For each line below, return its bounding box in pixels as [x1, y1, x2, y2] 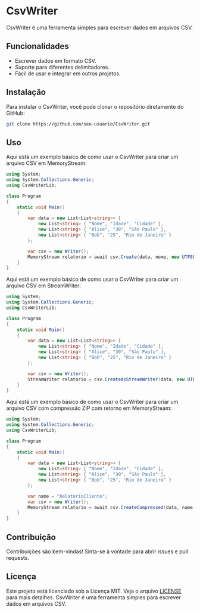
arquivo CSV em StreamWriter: [6, 282, 82, 289]
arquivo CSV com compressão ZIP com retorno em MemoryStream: [6, 404, 172, 412]
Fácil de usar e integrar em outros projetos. [14, 70, 121, 77]
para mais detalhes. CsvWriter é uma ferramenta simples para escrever [6, 593, 182, 601]
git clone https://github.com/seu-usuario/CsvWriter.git [6, 121, 151, 127]
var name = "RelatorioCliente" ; [27, 493, 108, 499]
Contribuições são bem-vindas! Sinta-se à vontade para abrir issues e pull [6, 548, 189, 555]
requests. [6, 554, 30, 561]
